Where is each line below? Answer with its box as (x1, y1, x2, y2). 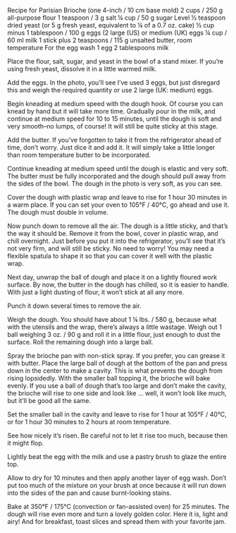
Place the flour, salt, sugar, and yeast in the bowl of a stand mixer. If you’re (7, 57, 224, 66)
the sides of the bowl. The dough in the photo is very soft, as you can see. (7, 179, 223, 188)
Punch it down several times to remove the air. (7, 301, 142, 310)
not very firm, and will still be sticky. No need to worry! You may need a (7, 244, 214, 253)
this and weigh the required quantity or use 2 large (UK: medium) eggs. (7, 86, 213, 94)
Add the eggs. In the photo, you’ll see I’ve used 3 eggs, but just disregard (7, 78, 221, 87)
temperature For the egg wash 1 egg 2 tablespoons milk (7, 44, 169, 52)
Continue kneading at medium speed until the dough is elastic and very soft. (7, 164, 229, 172)
